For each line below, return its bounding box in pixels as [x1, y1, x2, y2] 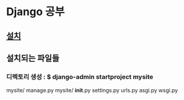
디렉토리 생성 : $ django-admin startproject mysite [6, 72, 154, 81]
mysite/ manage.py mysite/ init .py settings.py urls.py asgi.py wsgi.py [6, 87, 178, 94]
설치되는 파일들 [6, 53, 60, 63]
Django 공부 [6, 5, 65, 19]
